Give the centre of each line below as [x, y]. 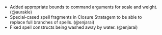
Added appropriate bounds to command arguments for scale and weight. [83, 7]
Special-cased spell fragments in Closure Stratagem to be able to [76, 17]
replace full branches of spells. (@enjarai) [52, 22]
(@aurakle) [21, 12]
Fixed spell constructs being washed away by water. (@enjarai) [74, 27]
